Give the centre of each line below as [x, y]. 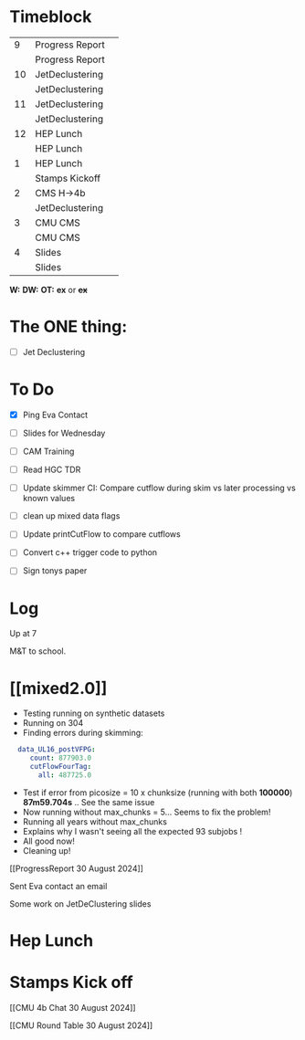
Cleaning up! [47, 850]
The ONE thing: [68, 327]
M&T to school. [38, 651]
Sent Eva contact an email [58, 886]
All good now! [48, 841]
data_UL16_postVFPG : [57, 750]
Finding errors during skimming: [83, 733]
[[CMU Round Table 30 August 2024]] [81, 1025]
